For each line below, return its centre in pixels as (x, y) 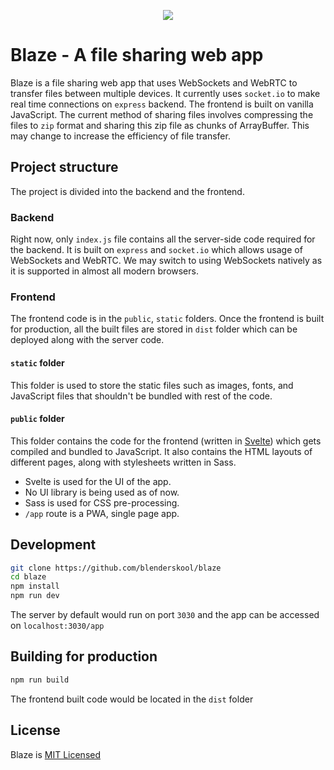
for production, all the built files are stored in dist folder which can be (154, 329)
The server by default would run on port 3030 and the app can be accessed (165, 615)
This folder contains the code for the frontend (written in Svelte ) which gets (166, 441)
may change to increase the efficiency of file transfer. (120, 136)
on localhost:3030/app (57, 626)
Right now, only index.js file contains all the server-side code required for (163, 239)
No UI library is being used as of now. (102, 492)
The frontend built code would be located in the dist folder (132, 699)
